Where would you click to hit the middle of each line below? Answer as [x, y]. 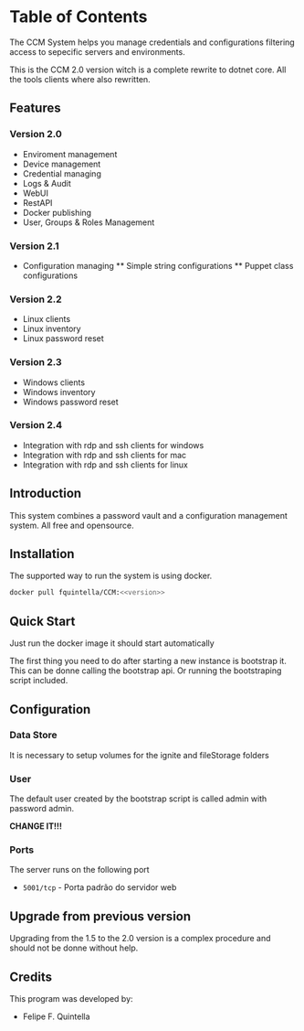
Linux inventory [52, 329]
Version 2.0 [36, 134]
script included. [39, 681]
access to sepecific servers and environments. [97, 51]
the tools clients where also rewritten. [80, 79]
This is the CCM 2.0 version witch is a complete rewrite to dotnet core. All [148, 70]
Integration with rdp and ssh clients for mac [105, 455]
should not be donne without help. [74, 948]
